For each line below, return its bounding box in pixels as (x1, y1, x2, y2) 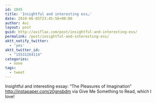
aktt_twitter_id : (5, 47, 40, 52)
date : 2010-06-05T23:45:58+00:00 (5, 16, 73, 21)
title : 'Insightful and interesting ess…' (5, 12, 92, 16)
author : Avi (5, 20, 29, 26)
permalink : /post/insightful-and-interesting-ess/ (5, 34, 109, 39)
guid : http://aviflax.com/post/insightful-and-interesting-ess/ (5, 29, 138, 34)
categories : (5, 57, 29, 61)
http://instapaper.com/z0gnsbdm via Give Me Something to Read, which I (5, 88, 152, 94)
